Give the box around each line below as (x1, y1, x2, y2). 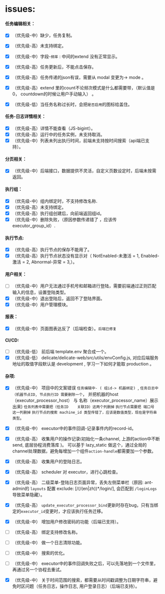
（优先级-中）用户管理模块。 (12, 301, 71, 308)
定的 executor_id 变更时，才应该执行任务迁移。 (12, 508, 106, 514)
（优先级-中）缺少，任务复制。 (12, 32, 75, 38)
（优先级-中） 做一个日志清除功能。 (12, 539, 85, 546)
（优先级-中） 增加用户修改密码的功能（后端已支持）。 (12, 518, 121, 524)
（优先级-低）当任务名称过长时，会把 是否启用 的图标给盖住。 (12, 101, 133, 107)
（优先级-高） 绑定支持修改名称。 (12, 529, 81, 535)
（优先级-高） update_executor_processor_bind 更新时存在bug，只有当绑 (12, 502, 159, 508)
